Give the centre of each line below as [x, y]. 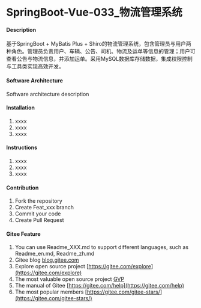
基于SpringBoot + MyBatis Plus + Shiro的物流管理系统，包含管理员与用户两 [99, 44]
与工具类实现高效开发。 [35, 66]
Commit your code [38, 214]
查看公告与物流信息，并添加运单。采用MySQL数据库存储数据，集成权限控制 [100, 59]
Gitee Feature [23, 234]
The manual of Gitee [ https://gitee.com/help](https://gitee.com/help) [100, 286]
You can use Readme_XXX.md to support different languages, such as [102, 247]
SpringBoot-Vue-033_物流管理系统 [94, 12]
